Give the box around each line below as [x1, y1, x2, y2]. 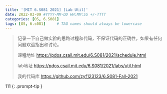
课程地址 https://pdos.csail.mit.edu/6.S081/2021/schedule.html [17, 52, 146, 58]
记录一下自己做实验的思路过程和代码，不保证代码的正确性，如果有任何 [17, 35, 162, 41]
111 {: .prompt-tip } [5, 83, 43, 90]
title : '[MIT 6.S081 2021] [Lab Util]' [5, 7, 88, 12]
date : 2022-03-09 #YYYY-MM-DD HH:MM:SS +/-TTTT [5, 12, 106, 17]
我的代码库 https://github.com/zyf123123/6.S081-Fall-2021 [17, 73, 138, 80]
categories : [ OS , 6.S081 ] [5, 16, 59, 21]
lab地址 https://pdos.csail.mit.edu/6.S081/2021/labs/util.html [17, 63, 141, 69]
